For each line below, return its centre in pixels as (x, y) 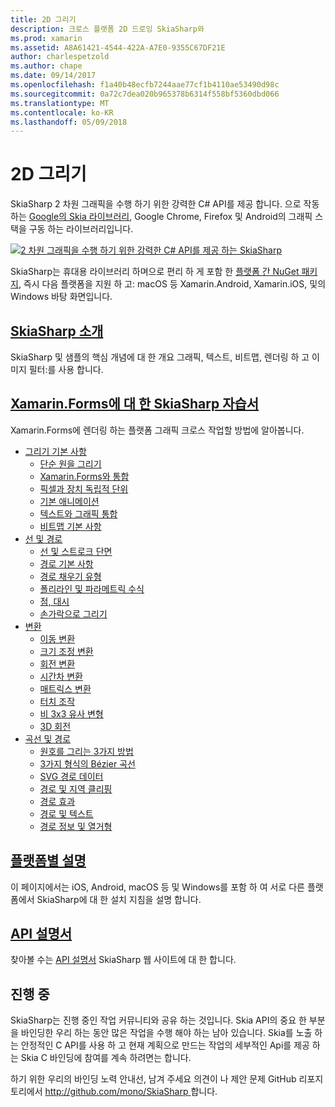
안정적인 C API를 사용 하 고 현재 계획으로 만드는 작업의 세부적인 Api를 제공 (165, 1045)
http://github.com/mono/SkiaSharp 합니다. (131, 1092)
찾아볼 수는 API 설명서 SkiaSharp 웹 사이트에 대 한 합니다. (123, 960)
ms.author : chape (46, 66)
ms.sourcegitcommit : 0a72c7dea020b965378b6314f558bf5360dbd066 (145, 94)
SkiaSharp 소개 (57, 331)
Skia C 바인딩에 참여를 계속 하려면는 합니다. (106, 1058)
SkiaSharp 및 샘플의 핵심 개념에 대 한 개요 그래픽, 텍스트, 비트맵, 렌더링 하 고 (160, 357)
